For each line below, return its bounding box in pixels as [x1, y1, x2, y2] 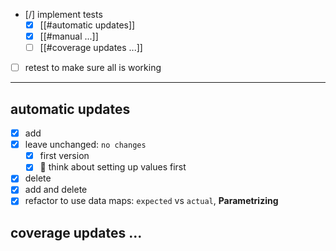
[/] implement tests [24, 9, 103, 20]
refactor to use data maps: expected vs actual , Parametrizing [24, 195, 279, 207]
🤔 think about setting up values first [39, 161, 187, 173]
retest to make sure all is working [24, 62, 162, 74]
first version [39, 150, 90, 162]
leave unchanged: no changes [24, 139, 147, 151]
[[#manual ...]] [39, 30, 99, 43]
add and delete [24, 184, 88, 196]
